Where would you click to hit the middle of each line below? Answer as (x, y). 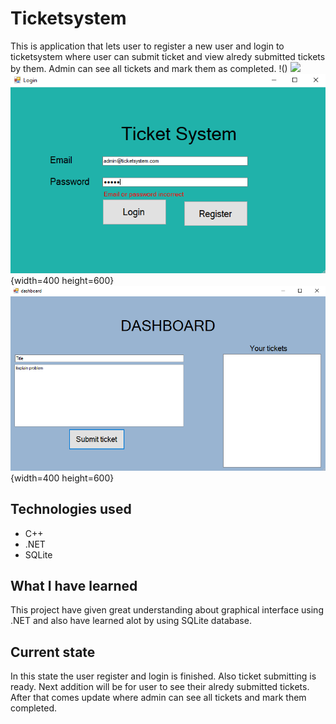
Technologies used (71, 509)
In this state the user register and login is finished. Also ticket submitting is (163, 676)
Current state (53, 652)
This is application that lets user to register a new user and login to (147, 46)
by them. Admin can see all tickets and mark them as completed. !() (149, 68)
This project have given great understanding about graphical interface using (167, 610)
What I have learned (74, 585)
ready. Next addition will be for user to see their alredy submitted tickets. (160, 687)
